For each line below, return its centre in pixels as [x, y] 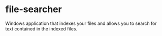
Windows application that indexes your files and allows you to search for [81, 23]
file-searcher [34, 9]
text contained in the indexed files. [41, 28]
